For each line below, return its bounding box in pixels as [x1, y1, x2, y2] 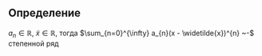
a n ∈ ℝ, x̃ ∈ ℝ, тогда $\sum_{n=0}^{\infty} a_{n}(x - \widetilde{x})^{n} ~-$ [8, 28, 254, 39]
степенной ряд [8, 38, 59, 48]
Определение [8, 6, 81, 20]
